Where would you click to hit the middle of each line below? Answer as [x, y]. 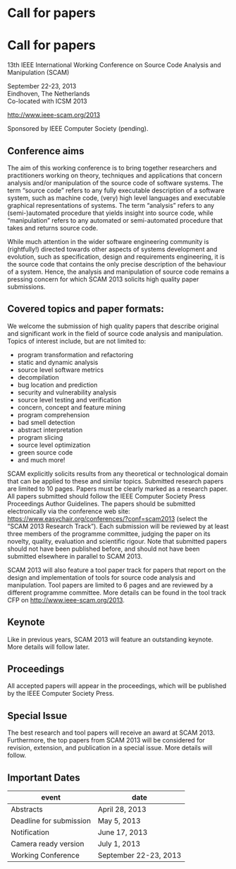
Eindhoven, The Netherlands [49, 94]
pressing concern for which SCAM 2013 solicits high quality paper [103, 279]
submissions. [26, 286]
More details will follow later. [49, 647]
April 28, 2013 [122, 809]
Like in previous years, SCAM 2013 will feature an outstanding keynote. [110, 639]
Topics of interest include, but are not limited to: [77, 341]
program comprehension [54, 414]
